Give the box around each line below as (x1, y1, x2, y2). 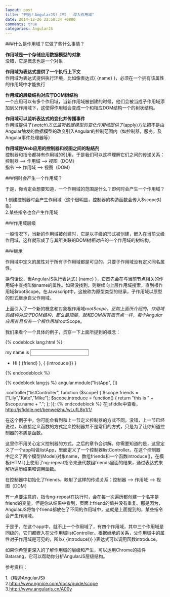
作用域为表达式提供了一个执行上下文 (5, 69, 81, 75)
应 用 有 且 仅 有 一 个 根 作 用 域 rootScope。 (5, 318, 85, 324)
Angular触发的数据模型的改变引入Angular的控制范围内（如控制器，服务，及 (5, 128, 162, 134)
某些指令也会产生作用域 (9, 209, 58, 215)
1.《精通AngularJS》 (5, 575, 46, 581)
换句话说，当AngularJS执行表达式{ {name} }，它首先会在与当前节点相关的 (5, 276, 159, 282)
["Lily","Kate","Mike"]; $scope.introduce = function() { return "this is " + (5, 395, 154, 401)
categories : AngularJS (5, 26, 53, 31)
